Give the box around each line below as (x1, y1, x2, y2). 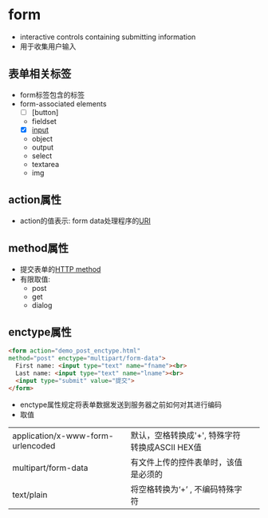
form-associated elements (19, 98, 107, 109)
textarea (31, 159, 60, 169)
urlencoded (12, 440, 56, 451)
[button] (31, 107, 59, 117)
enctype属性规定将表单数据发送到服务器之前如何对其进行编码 (19, 400, 222, 409)
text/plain (12, 489, 48, 500)
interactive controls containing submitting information (19, 32, 196, 42)
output (31, 142, 54, 152)
